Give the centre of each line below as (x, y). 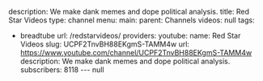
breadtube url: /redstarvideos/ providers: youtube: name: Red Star (130, 36)
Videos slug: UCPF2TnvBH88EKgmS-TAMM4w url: (105, 44)
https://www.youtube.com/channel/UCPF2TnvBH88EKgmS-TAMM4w (136, 53)
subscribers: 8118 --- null (62, 70)
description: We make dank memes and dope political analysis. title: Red (129, 12)
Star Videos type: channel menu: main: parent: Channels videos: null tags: (131, 20)
